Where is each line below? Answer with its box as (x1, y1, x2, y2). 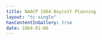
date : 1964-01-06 (6, 25, 49, 31)
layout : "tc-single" (6, 14, 57, 20)
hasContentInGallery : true (6, 19, 73, 25)
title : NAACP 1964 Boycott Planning (6, 8, 96, 15)
